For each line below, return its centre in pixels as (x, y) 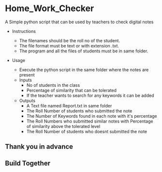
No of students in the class (53, 85)
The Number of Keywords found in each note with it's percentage (92, 116)
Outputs (27, 100)
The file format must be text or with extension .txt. (69, 46)
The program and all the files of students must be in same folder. (84, 51)
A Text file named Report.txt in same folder (69, 106)
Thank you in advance (39, 147)
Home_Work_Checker (50, 8)
